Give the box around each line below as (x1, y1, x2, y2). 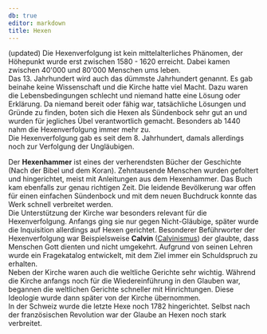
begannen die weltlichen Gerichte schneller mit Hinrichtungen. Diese (8, 284, 234, 294)
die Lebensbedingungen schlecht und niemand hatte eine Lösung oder (8, 91, 241, 101)
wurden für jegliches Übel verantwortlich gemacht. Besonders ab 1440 (8, 117, 241, 126)
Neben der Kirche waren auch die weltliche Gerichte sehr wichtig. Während (8, 268, 257, 277)
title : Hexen (8, 26, 52, 34)
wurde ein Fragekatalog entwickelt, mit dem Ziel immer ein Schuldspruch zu (8, 251, 258, 260)
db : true (8, 11, 37, 20)
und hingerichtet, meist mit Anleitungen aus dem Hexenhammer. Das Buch (8, 174, 253, 184)
